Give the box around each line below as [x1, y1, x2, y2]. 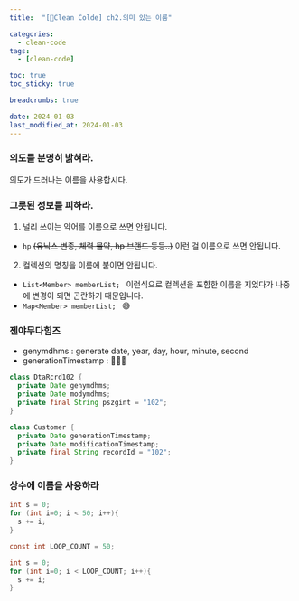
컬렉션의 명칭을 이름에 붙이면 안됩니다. [22, 259, 158, 271]
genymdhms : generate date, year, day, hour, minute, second [22, 345, 249, 357]
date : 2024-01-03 [9, 112, 75, 121]
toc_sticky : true [9, 80, 75, 89]
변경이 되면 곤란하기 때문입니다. [32, 290, 144, 301]
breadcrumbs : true [9, 96, 79, 105]
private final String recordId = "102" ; [17, 448, 172, 457]
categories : [9, 29, 54, 39]
